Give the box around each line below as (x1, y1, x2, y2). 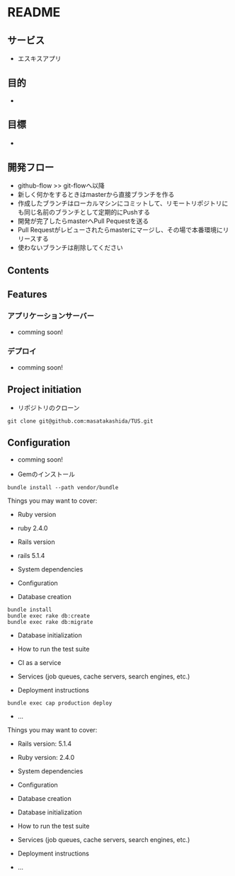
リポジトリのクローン (17, 403, 80, 411)
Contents (7, 264, 50, 276)
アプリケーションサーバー (7, 311, 94, 321)
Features (7, 288, 47, 301)
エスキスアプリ (17, 55, 62, 62)
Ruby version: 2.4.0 (17, 753, 75, 762)
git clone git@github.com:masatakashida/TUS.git (7, 417, 154, 425)
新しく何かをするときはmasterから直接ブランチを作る (17, 190, 175, 199)
